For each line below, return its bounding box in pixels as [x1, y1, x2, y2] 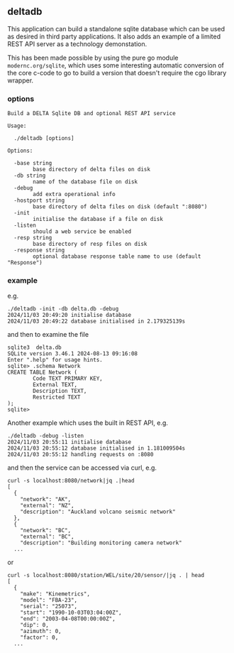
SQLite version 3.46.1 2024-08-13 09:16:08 [7, 350, 138, 357]
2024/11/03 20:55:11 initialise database [7, 438, 132, 446]
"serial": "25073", [20, 603, 78, 610]
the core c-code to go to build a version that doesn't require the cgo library [7, 68, 227, 77]
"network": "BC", [20, 527, 72, 534]
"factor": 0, [20, 634, 59, 642]
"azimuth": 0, [20, 628, 62, 635]
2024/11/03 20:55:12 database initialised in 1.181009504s [7, 445, 186, 452]
